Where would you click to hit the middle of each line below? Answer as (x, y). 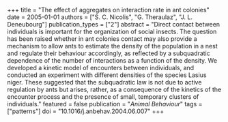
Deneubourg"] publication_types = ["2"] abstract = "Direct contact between (114, 24)
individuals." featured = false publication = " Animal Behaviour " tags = (105, 104)
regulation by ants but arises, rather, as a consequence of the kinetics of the (114, 89)
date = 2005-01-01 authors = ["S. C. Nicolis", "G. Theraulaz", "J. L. (100, 17)
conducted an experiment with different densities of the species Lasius (107, 75)
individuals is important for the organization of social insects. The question (112, 31)
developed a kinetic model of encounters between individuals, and (101, 68)
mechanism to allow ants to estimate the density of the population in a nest (112, 46)
